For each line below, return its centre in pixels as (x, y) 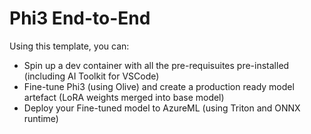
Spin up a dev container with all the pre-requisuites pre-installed (156, 65)
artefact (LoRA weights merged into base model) (124, 97)
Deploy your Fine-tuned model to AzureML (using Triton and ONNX (162, 108)
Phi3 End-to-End (80, 18)
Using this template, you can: (69, 46)
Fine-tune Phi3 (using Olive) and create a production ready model (159, 86)
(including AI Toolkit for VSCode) (91, 76)
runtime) (41, 118)
